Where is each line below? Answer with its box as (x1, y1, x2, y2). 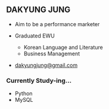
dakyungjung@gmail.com (14, 61, 78, 68)
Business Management (23, 50, 80, 57)
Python (14, 90, 33, 97)
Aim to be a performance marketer (14, 20, 100, 27)
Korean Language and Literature (23, 43, 103, 51)
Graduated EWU (14, 32, 55, 39)
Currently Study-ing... (6, 76, 72, 85)
